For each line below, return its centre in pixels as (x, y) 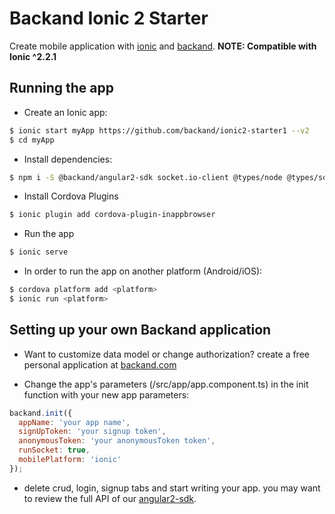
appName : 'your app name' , (74, 422)
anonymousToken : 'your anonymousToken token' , (117, 441)
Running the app (61, 88)
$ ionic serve (39, 252)
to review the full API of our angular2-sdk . (110, 498)
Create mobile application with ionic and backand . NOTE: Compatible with (163, 46)
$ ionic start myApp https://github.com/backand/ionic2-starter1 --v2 (159, 130)
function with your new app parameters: (106, 394)
